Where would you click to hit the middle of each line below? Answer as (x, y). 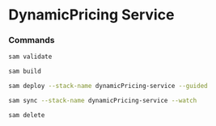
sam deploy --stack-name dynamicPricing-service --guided (108, 86)
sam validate (30, 57)
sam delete (27, 115)
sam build (25, 71)
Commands (32, 40)
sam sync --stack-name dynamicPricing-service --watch (103, 101)
